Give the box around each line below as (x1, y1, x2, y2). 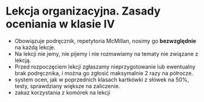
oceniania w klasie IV (5, 17, 115, 31)
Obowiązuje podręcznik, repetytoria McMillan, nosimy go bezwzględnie (14, 37, 197, 44)
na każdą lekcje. (14, 44, 56, 51)
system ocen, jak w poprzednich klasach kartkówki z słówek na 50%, (14, 76, 189, 83)
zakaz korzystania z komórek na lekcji (14, 89, 111, 96)
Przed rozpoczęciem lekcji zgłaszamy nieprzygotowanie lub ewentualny (14, 63, 196, 70)
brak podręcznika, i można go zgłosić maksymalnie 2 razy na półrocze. (14, 69, 194, 76)
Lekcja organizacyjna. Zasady (5, 4, 161, 18)
